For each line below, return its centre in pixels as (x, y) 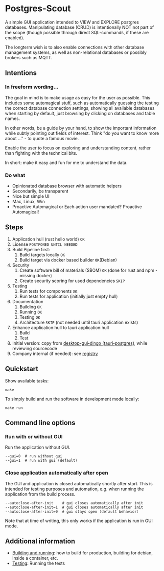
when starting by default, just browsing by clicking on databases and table (80, 113)
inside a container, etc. (35, 558)
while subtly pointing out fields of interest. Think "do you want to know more (82, 133)
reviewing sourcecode (35, 348)
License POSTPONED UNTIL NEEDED (45, 244)
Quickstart (22, 369)
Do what (15, 175)
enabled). (15, 38)
